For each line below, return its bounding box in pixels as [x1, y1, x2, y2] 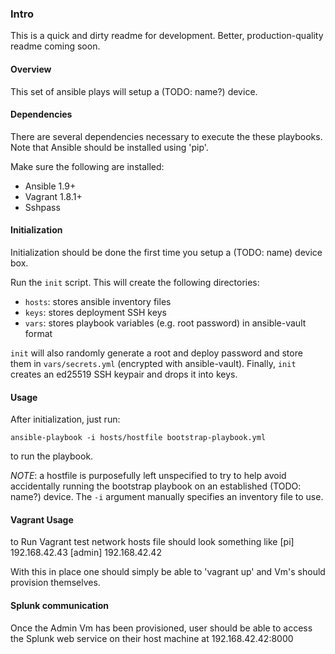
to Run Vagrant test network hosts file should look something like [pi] [10, 536, 295, 548]
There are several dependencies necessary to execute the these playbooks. [10, 130, 323, 142]
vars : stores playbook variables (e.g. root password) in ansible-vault [24, 317, 307, 329]
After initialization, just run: [10, 413, 121, 426]
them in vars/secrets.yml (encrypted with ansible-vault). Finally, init [10, 357, 297, 369]
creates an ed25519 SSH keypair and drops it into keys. [10, 368, 238, 380]
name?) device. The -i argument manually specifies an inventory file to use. [10, 491, 324, 503]
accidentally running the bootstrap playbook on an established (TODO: [10, 480, 302, 492]
